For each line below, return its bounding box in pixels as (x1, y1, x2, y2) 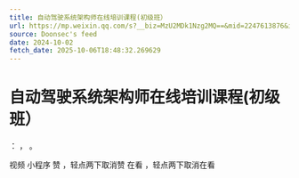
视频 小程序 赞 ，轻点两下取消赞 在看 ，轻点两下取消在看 (9, 159, 215, 170)
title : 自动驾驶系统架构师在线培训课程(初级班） (9, 12, 167, 22)
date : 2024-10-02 (9, 37, 74, 47)
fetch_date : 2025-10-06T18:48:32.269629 (9, 46, 162, 55)
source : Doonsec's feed (9, 29, 98, 38)
